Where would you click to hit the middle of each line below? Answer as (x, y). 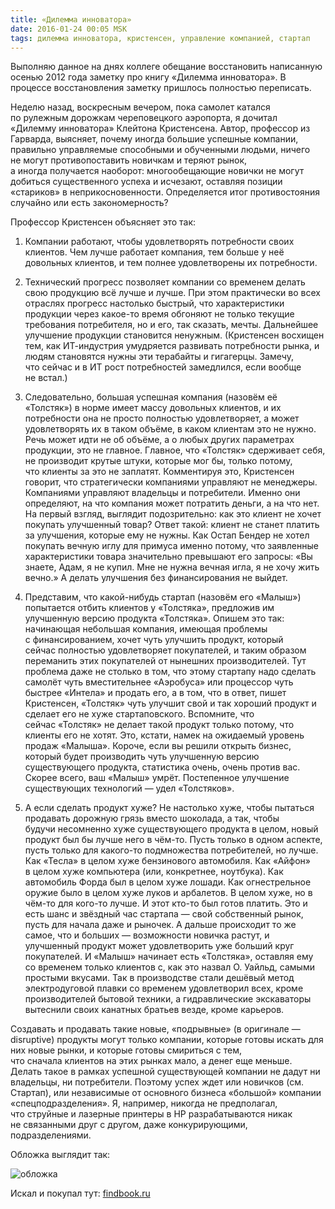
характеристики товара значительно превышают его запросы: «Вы (168, 557)
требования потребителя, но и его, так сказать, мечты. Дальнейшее (171, 325)
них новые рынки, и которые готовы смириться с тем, (126, 1050)
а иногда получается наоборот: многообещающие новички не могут (157, 171)
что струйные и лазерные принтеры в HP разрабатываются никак (151, 1114)
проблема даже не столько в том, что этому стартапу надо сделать (170, 672)
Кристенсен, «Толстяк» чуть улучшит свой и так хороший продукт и (170, 703)
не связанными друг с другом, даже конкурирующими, (129, 1125)
